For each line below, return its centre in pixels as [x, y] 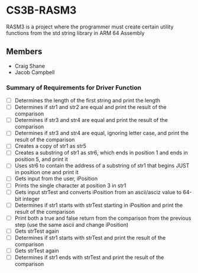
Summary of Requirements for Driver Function [74, 88]
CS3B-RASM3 [41, 10]
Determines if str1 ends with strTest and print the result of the [89, 257]
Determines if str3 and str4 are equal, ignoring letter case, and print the [102, 133]
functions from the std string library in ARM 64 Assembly [75, 33]
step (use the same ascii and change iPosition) [72, 224]
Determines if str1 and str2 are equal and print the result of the [90, 107]
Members [24, 52]
